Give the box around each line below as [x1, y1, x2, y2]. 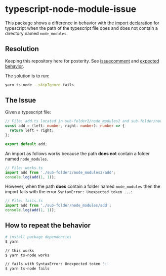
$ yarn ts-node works [5, 253, 50, 258]
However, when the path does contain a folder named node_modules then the [5, 183, 161, 189]
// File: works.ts [5, 165, 43, 170]
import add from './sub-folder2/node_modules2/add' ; [5, 170, 116, 175]
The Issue [5, 96, 36, 105]
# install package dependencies [5, 234, 72, 239]
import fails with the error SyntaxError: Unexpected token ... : [5, 189, 132, 195]
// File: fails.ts [5, 198, 43, 204]
